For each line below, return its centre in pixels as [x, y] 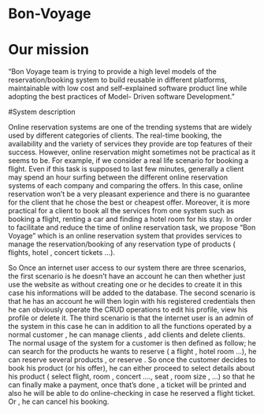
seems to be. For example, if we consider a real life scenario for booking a [128, 161]
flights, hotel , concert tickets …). [62, 253]
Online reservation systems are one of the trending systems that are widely [130, 128]
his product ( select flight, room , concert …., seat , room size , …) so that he [132, 377]
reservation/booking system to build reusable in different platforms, [117, 80]
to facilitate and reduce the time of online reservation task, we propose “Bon [132, 227]
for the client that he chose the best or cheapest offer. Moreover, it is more [129, 202]
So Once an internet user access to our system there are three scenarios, [127, 268]
